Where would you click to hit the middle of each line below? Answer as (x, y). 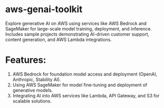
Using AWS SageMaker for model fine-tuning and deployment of (80, 85)
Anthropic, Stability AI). (37, 79)
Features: (26, 60)
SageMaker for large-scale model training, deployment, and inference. (78, 28)
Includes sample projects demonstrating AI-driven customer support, (77, 34)
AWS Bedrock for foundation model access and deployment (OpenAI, (85, 74)
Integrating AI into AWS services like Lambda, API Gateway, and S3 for (86, 95)
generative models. (33, 90)
